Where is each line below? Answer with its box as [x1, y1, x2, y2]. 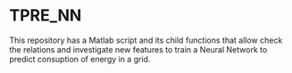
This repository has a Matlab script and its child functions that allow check [9, 35, 283, 45]
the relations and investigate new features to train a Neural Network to [9, 44, 268, 54]
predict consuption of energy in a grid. [9, 53, 151, 64]
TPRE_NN [9, 5, 82, 26]
